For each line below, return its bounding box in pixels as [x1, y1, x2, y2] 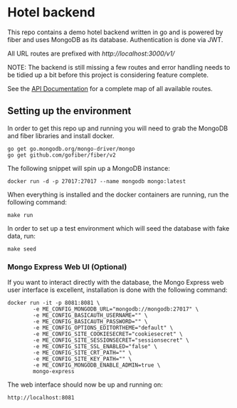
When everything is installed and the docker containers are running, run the [7, 190, 229, 199]
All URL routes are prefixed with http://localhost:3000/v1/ [7, 49, 175, 58]
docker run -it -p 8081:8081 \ [7, 300, 100, 307]
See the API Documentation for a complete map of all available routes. [7, 84, 214, 93]
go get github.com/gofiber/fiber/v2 [7, 151, 116, 159]
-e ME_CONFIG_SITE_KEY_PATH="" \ [33, 355, 132, 363]
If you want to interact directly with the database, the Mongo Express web [7, 278, 224, 287]
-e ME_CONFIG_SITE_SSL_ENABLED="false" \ [33, 343, 158, 350]
